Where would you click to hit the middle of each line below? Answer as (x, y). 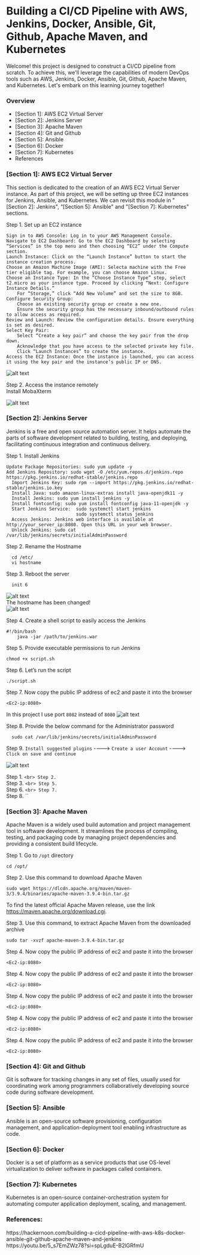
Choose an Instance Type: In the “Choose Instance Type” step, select (96, 278)
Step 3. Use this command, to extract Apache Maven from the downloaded (99, 923)
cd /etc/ (22, 557)
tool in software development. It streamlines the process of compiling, (92, 831)
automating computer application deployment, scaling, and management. (96, 1204)
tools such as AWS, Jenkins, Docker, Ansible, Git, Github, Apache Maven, (96, 79)
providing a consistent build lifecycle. (52, 844)
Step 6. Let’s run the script (39, 670)
